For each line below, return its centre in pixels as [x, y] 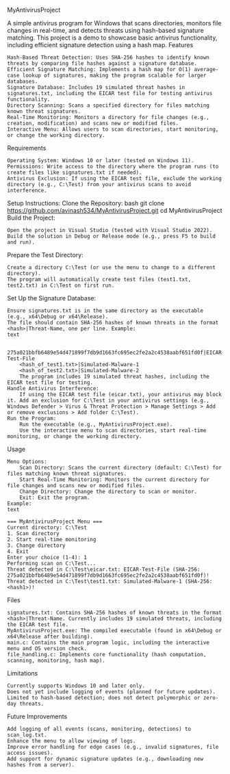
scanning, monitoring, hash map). [56, 660]
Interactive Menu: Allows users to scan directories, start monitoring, [113, 129]
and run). [21, 242]
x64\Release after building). [50, 636]
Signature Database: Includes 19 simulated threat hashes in [96, 88]
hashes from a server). [41, 765]
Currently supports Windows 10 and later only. [76, 686]
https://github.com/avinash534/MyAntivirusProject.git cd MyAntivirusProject [115, 210]
